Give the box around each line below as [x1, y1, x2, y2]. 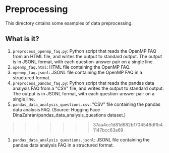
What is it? [5, 35, 39, 43]
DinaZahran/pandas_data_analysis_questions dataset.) [12, 112, 126, 118]
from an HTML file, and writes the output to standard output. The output [12, 53, 162, 59]
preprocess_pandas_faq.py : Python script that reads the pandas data [12, 80, 155, 86]
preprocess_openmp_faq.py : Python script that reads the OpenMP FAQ [12, 48, 156, 54]
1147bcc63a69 [93, 127, 124, 133]
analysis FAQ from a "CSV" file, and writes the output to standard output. [12, 85, 164, 91]
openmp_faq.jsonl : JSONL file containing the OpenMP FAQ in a [12, 69, 142, 75]
